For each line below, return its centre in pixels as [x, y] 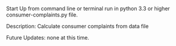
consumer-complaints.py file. [42, 15]
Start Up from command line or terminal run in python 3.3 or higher [88, 9]
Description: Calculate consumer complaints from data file [77, 26]
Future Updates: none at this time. [48, 37]
